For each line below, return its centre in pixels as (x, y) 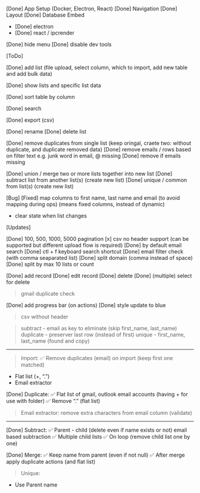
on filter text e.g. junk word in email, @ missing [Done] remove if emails (93, 156)
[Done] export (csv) (30, 120)
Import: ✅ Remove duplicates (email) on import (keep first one (97, 358)
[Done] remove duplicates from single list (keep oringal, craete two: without (99, 143)
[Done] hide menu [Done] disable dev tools (59, 44)
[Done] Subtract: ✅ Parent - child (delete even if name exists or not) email (97, 430)
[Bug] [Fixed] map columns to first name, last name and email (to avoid (93, 198)
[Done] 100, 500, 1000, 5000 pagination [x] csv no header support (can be (98, 239)
